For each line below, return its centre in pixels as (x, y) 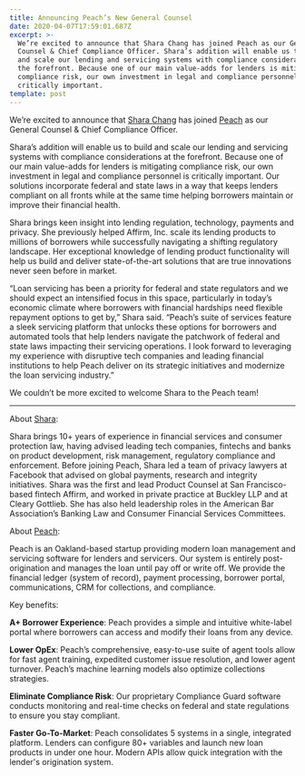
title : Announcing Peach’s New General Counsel (101, 18)
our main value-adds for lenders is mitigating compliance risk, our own (142, 166)
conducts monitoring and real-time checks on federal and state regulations (149, 705)
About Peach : (35, 531)
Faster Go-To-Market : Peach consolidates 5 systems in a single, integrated (151, 732)
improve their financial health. (65, 204)
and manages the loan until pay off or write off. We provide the (168, 567)
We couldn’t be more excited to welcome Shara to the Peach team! (134, 392)
